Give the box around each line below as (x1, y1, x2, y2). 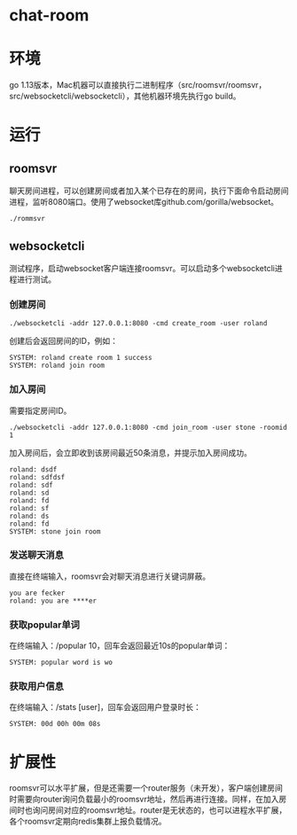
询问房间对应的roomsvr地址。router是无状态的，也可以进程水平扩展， (32, 805, 287, 815)
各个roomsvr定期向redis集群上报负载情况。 (9, 816, 167, 827)
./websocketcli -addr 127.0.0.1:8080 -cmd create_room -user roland (9, 319, 268, 328)
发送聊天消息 (9, 549, 65, 561)
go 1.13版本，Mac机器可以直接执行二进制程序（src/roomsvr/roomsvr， (9, 80, 267, 90)
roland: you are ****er (9, 596, 98, 605)
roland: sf (9, 503, 50, 512)
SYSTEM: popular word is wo (9, 658, 113, 667)
